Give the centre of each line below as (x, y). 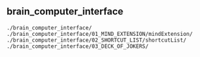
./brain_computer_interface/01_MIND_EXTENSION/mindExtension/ (100, 34)
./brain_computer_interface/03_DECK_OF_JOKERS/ (78, 46)
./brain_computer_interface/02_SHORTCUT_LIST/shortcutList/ (97, 40)
